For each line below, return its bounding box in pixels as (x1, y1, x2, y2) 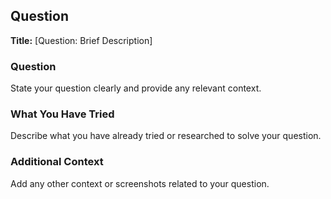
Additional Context (10, 155, 104, 169)
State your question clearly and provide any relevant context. (10, 82, 262, 94)
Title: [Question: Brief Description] (10, 34, 153, 46)
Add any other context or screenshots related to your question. (10, 177, 270, 189)
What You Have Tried (10, 107, 115, 121)
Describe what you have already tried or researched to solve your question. (10, 130, 322, 142)
